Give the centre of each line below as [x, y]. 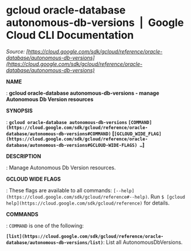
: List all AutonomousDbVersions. [143, 242]
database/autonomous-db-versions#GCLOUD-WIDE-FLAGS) [72, 145]
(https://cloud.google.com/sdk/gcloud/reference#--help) [77, 197]
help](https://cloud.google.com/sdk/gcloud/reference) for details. [88, 203]
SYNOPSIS [20, 111]
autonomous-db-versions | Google [95, 23]
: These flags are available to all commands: [59, 190]
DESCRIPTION [24, 156]
